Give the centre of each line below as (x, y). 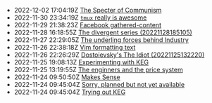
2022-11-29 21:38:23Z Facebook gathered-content (88, 25)
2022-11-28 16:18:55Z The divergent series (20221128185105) (103, 32)
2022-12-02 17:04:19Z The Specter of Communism (88, 10)
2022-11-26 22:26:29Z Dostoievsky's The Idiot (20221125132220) (109, 55)
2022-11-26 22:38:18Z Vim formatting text (75, 47)
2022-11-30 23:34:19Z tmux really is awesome (80, 18)
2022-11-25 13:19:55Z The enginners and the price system (98, 70)
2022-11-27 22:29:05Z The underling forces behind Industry (101, 40)
